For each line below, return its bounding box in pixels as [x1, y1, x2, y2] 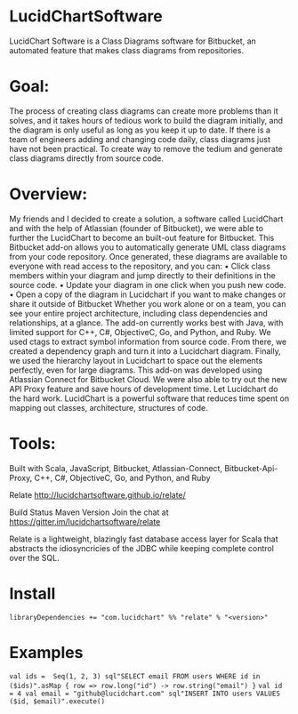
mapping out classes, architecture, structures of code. [9, 402, 208, 413]
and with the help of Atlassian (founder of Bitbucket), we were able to [9, 222, 264, 233]
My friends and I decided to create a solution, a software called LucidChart [9, 213, 284, 224]
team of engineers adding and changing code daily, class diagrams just [9, 133, 271, 144]
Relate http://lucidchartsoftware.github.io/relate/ [9, 489, 187, 500]
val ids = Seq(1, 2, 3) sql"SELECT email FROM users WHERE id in [9, 671, 261, 681]
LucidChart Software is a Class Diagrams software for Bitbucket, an [9, 36, 256, 46]
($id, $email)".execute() [9, 696, 105, 706]
